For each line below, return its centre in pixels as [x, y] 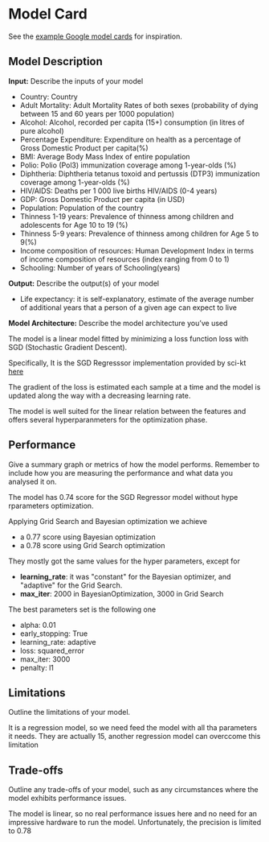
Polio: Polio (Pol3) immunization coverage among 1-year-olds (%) [128, 165]
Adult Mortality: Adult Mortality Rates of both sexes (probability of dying [139, 105]
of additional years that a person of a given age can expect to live [128, 307]
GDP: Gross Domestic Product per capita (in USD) [102, 199]
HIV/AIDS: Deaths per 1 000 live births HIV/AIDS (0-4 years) [118, 191]
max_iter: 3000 [45, 659]
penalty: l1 [37, 667]
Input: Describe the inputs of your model [76, 80]
